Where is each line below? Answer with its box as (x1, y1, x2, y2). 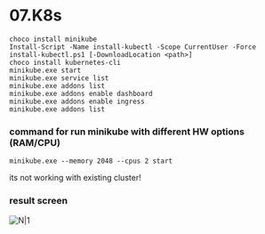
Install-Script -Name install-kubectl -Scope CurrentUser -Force (9, 42, 256, 52)
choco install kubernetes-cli (9, 58, 122, 67)
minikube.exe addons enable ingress (9, 97, 145, 106)
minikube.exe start (9, 66, 82, 75)
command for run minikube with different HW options (9, 125, 245, 138)
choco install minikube (9, 35, 98, 44)
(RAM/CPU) (9, 136, 60, 149)
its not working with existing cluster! (9, 173, 141, 183)
